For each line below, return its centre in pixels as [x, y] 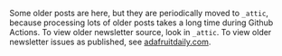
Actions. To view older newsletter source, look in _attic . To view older [141, 32]
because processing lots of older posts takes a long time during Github [141, 23]
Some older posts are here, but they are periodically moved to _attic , [139, 13]
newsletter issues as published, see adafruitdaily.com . [110, 42]
